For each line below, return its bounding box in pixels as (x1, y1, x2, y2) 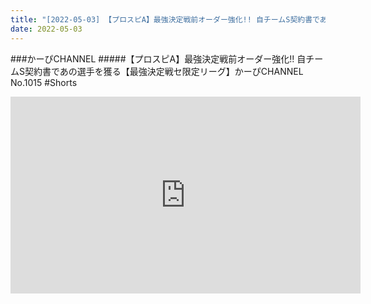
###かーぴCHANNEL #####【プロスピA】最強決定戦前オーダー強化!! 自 (10, 52, 307, 65)
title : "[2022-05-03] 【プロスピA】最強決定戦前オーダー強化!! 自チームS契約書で (10, 14, 320, 25)
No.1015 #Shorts (10, 76, 78, 88)
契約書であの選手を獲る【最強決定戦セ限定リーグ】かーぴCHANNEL (24, 65, 304, 77)
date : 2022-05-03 (10, 24, 83, 34)
